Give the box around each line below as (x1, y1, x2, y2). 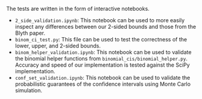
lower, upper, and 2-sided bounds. (14, 42, 101, 49)
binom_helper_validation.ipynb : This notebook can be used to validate (14, 49, 192, 56)
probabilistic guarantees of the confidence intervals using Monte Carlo (14, 80, 191, 88)
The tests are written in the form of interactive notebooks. (6, 5, 150, 12)
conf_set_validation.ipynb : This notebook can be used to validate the (14, 74, 191, 81)
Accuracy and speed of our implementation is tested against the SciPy (14, 61, 190, 68)
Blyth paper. (14, 29, 46, 37)
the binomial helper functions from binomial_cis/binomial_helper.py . (14, 55, 188, 62)
